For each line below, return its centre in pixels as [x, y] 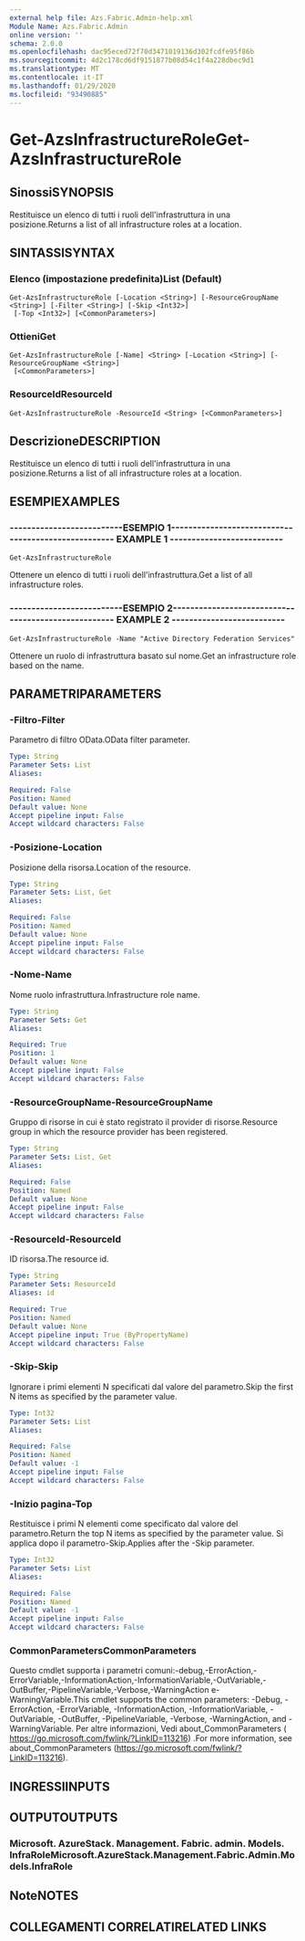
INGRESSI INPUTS [60, 1786]
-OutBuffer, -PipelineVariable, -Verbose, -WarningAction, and [172, 1719]
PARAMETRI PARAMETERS [86, 693]
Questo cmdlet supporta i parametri [76, 1671]
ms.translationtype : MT [55, 69]
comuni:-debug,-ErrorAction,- [201, 1671]
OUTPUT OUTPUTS [64, 1818]
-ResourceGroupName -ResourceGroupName [112, 1102]
